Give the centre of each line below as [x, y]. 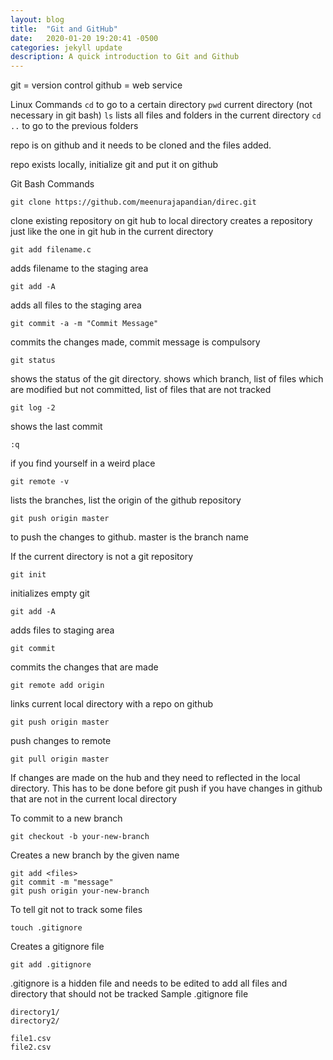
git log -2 [33, 408]
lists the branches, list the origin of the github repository [126, 500]
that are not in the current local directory [94, 799]
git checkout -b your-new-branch [80, 837]
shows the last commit [56, 427]
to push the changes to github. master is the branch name [129, 537]
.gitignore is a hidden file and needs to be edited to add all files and [149, 983]
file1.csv [31, 1039]
